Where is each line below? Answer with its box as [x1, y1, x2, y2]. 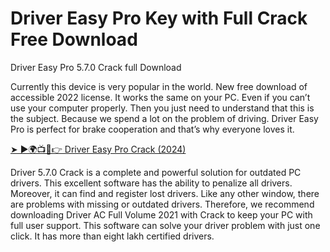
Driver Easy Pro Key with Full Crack [10, 7, 308, 30]
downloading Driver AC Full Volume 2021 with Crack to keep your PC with [10, 208, 313, 221]
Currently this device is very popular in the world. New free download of [10, 80, 308, 92]
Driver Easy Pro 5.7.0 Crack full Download [10, 61, 182, 73]
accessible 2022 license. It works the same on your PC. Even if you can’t [10, 91, 311, 103]
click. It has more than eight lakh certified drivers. [10, 230, 215, 242]
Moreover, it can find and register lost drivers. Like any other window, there [10, 187, 320, 199]
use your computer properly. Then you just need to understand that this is [10, 102, 315, 114]
